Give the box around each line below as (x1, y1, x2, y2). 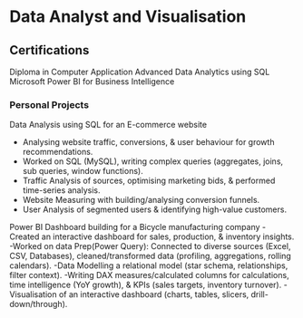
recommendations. (22, 147, 93, 158)
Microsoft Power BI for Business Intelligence (9, 76, 175, 87)
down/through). (9, 299, 68, 310)
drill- (250, 289, 269, 300)
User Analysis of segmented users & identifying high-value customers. (22, 204, 288, 215)
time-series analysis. (22, 185, 101, 196)
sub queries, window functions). (22, 166, 143, 177)
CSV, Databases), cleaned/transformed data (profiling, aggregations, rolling (9, 251, 292, 262)
